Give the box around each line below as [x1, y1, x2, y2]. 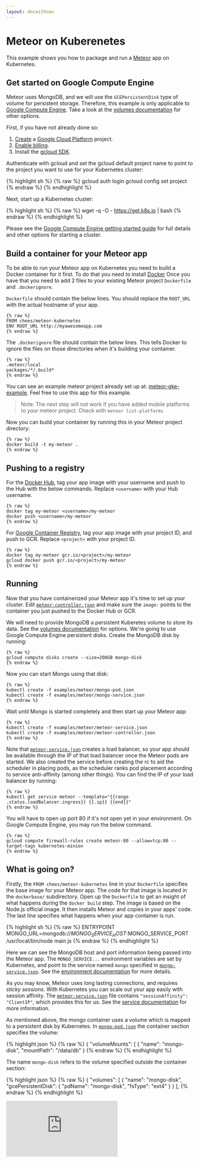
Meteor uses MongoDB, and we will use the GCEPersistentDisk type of [6, 94, 178, 101]
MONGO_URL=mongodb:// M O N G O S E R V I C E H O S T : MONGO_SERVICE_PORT [6, 930, 189, 939]
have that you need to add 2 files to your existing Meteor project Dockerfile [6, 277, 191, 284]
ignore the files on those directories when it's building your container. [6, 345, 176, 352]
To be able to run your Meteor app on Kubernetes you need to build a [6, 265, 176, 272]
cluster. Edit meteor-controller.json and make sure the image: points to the [6, 601, 191, 608]
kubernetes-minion [37, 843, 84, 849]
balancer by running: [6, 777, 57, 784]
